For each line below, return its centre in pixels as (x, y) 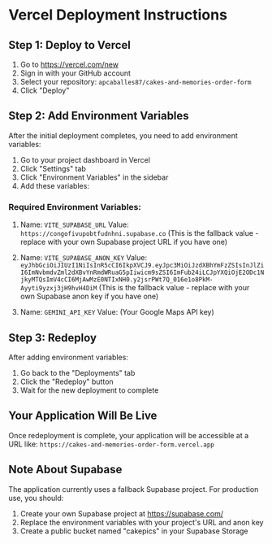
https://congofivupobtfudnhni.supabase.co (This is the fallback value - (139, 233)
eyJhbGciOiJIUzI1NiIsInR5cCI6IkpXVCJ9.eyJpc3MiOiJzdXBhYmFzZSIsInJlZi (142, 266)
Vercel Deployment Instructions (118, 15)
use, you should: (36, 498)
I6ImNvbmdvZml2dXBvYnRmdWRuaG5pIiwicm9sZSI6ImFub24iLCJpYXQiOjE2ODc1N (142, 273)
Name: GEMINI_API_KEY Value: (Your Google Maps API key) (117, 312)
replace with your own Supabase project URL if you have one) (124, 242)
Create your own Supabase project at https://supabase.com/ (122, 513)
